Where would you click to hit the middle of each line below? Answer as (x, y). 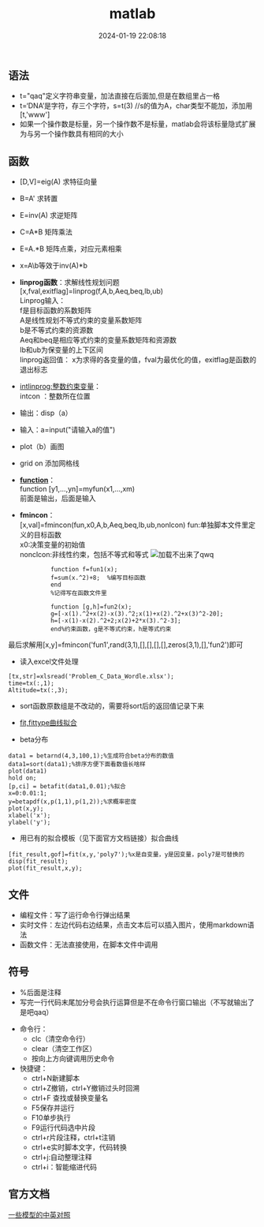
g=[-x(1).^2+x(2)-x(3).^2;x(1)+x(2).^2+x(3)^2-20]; (137, 614)
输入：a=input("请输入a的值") (67, 430)
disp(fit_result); (38, 862)
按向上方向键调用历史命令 (73, 1058)
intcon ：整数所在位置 (55, 396)
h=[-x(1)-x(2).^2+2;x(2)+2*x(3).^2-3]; (115, 621)
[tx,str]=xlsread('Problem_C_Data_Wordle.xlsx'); (91, 677)
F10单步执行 (51, 1117)
